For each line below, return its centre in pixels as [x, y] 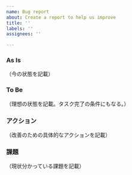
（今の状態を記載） [30, 74]
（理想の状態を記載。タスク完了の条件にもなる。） [68, 104]
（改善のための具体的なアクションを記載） [59, 135]
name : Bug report [28, 12]
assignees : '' [24, 34]
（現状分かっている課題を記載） [45, 166]
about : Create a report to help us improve [61, 17]
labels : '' [20, 28]
